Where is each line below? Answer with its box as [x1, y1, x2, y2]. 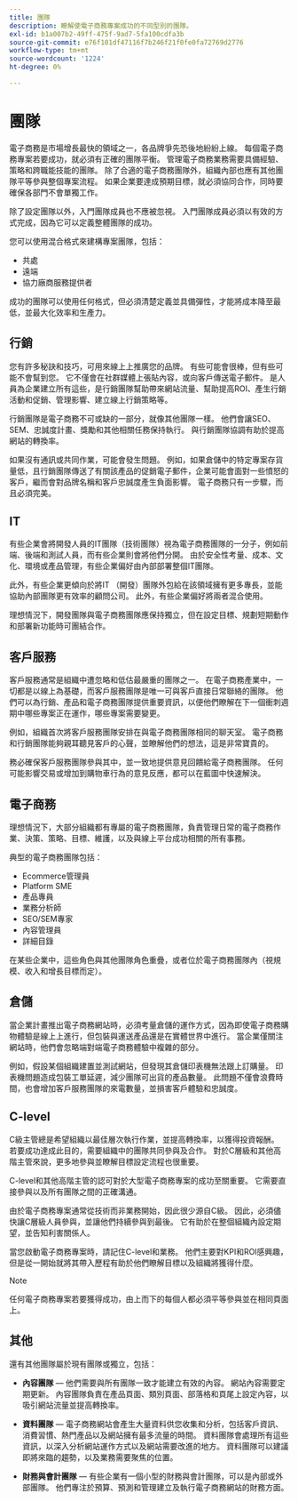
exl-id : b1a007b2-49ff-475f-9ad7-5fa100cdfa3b [9, 29, 184, 38]
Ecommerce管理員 [21, 871, 90, 881]
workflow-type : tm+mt [9, 46, 90, 55]
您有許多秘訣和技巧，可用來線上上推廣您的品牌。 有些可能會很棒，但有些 [9, 361, 276, 372]
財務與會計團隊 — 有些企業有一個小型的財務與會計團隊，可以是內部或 [21, 1471, 276, 1481]
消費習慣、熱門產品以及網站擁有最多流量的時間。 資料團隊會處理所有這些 [21, 1429, 289, 1441]
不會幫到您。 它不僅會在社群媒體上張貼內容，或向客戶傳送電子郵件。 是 [16, 372, 278, 382]
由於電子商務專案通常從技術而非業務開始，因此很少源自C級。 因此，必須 [9, 1205, 274, 1216]
